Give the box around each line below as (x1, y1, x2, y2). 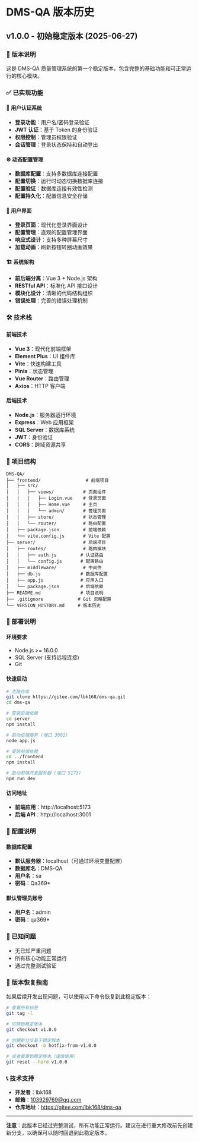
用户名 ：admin (14, 908, 52, 916)
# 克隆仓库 (6, 689, 30, 695)
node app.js (6, 737, 36, 743)
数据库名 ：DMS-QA (14, 865, 63, 872)
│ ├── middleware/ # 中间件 (6, 565, 102, 571)
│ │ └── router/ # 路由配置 (6, 520, 107, 526)
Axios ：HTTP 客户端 (14, 382, 66, 389)
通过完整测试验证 (14, 962, 57, 969)
